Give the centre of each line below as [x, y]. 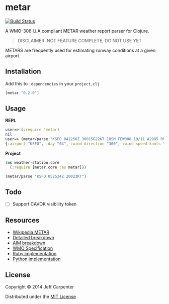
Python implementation [36, 259]
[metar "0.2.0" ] [22, 93]
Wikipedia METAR [31, 232]
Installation [23, 72]
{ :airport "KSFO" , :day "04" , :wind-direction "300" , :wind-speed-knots [83, 144]
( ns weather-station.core [32, 162]
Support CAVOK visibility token [45, 204]
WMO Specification [33, 248]
